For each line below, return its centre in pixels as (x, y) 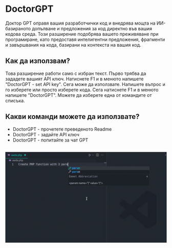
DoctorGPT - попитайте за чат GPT (50, 140)
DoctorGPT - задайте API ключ (46, 134)
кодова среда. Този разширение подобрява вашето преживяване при (82, 34)
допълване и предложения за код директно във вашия (92, 28)
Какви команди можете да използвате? (72, 117)
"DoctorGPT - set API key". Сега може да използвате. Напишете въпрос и (85, 84)
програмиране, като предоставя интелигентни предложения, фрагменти (85, 39)
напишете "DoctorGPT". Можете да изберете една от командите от (79, 95)
